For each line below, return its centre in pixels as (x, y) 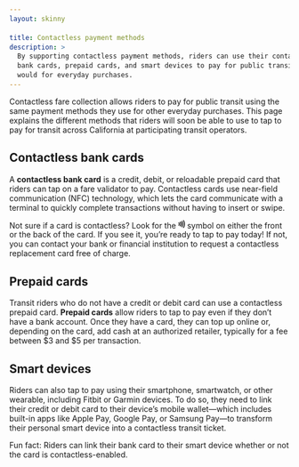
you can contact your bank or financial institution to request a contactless (144, 244)
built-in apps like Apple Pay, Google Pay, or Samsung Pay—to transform (141, 419)
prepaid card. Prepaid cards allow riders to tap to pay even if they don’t (141, 312)
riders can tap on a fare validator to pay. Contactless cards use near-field (144, 189)
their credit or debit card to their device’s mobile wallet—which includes (141, 409)
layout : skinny (37, 19)
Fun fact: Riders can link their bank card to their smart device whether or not (149, 446)
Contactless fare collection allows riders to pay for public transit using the (145, 101)
